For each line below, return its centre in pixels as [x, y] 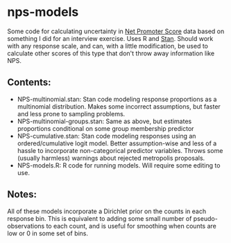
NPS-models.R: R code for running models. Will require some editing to [119, 165]
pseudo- [206, 218]
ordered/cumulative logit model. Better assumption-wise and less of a [117, 143]
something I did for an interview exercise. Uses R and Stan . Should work [110, 38]
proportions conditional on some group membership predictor [105, 128]
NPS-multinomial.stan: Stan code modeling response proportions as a [117, 99]
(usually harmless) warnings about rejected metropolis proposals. [111, 158]
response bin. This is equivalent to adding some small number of [100, 218]
